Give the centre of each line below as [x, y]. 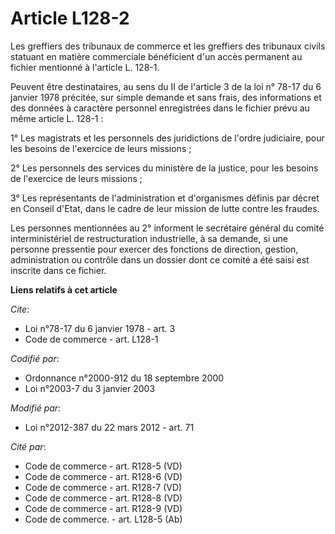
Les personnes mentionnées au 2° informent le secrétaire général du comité [167, 228]
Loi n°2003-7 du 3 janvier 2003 [90, 388]
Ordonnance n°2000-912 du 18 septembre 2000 [124, 378]
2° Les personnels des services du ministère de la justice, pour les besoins [164, 168]
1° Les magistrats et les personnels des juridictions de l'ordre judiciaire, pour [167, 138]
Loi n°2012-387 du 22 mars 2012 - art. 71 [109, 427]
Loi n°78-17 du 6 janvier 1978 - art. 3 [100, 328]
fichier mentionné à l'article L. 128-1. [85, 67]
